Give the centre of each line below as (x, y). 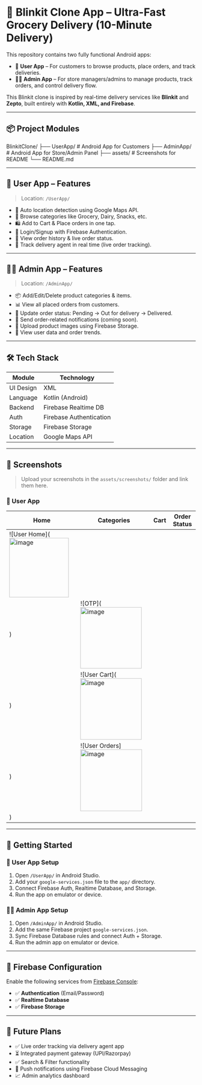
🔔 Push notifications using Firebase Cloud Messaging (81, 1069)
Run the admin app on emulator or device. (67, 942)
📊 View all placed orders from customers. (67, 305)
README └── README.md (40, 159)
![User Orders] (101, 746)
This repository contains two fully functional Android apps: (79, 54)
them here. (34, 485)
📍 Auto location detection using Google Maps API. (77, 210)
